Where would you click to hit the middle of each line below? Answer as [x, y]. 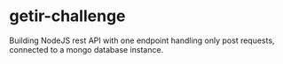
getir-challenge [67, 16]
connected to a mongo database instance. [86, 49]
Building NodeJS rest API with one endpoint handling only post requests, [142, 40]
